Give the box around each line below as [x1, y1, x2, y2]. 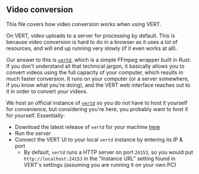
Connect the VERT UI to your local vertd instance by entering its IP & [14, 136, 183, 143]
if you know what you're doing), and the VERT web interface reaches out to [6, 81, 191, 88]
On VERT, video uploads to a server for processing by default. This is [6, 32, 175, 39]
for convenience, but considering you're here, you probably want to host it [6, 105, 188, 112]
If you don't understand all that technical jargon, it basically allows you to [6, 62, 185, 69]
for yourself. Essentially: [6, 112, 65, 119]
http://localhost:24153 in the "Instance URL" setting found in [23, 154, 176, 162]
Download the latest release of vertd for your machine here [14, 123, 160, 130]
